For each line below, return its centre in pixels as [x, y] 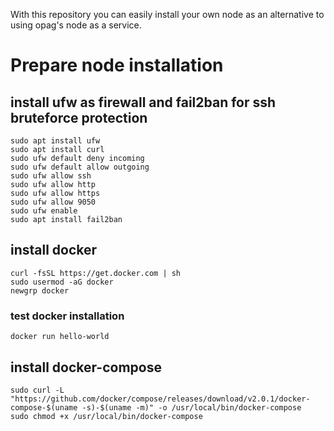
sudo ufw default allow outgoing [80, 167]
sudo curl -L [37, 390]
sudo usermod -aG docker [62, 282]
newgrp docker [40, 290]
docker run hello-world [60, 337]
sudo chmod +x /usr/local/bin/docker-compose [106, 416]
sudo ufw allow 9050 [53, 202]
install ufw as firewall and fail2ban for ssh [143, 102]
